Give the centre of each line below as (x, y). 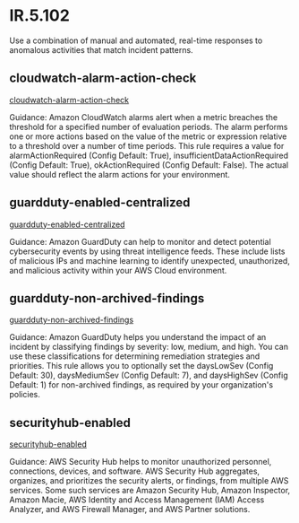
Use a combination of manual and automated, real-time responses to (136, 40)
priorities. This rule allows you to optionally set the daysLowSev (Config (141, 366)
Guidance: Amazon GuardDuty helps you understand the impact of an (138, 337)
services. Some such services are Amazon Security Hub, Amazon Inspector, (150, 491)
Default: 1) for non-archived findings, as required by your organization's (141, 385)
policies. (25, 395)
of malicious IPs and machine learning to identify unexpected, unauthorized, (150, 260)
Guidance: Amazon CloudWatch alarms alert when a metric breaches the (144, 117)
